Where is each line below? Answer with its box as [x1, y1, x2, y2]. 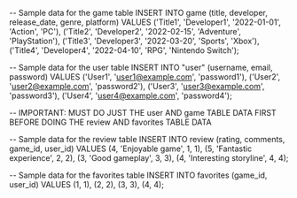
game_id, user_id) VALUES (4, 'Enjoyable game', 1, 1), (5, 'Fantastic [9, 143, 253, 154]
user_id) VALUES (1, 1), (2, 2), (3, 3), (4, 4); [9, 179, 164, 189]
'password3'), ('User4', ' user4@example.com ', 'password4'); [9, 90, 232, 101]
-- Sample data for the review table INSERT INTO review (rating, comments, [9, 134, 285, 144]
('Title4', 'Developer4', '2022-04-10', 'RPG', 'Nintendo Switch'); [9, 45, 239, 56]
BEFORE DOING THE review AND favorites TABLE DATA [9, 117, 212, 127]
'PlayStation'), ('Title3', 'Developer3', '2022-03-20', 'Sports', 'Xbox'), [9, 35, 260, 46]
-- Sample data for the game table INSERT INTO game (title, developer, [9, 8, 268, 18]
